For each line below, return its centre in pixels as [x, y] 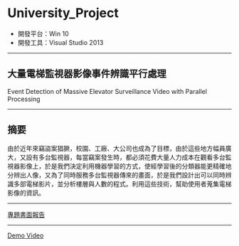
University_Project [63, 13]
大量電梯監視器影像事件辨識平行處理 [87, 74]
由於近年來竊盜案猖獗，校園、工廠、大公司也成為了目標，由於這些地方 [110, 148]
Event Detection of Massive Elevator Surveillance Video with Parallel [107, 91]
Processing [24, 99]
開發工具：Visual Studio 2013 [60, 42]
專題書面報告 [26, 214]
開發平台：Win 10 [43, 33]
